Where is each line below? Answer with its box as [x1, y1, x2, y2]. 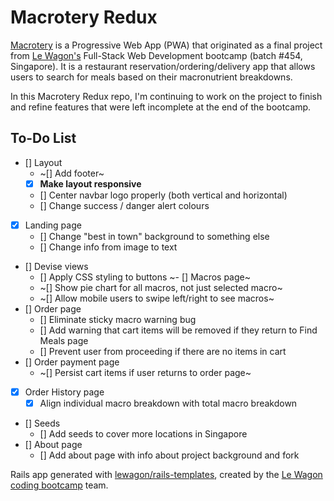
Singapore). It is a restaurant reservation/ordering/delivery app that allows [10, 60, 316, 72]
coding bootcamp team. [10, 479, 109, 491]
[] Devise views [24, 260, 89, 272]
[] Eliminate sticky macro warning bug [39, 313, 197, 325]
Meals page [39, 334, 89, 346]
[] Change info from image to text [39, 241, 178, 253]
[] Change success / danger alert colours [39, 199, 210, 211]
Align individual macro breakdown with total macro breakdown [39, 397, 298, 409]
